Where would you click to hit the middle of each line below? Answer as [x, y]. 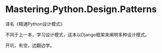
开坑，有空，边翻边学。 [30, 45]
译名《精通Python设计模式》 [35, 24]
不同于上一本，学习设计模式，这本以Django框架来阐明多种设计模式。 [77, 34]
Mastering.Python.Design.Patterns [81, 9]
